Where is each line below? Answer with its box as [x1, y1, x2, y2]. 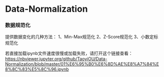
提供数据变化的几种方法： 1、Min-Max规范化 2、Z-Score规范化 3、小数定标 [5, 34, 159, 40]
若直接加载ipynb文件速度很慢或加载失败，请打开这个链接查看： [5, 51, 133, 56]
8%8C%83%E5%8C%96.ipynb [5, 66, 69, 72]
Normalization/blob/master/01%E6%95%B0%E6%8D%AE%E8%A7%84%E [5, 61, 159, 67]
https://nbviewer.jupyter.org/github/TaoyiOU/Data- [5, 56, 107, 62]
